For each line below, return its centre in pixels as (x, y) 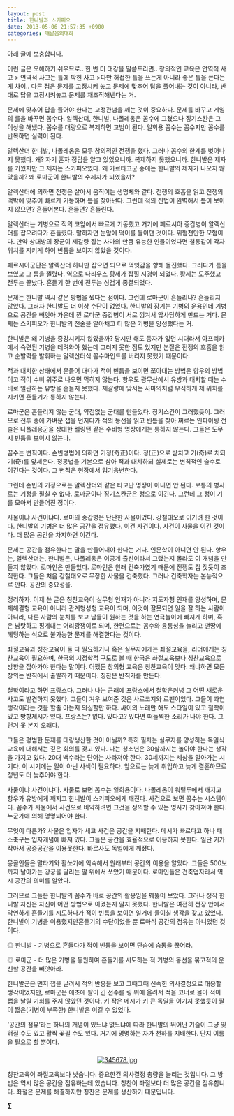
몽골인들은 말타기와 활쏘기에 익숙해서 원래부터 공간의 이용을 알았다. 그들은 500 (115, 863)
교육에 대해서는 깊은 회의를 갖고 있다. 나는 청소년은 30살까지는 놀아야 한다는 (111, 749)
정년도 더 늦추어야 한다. (39, 775)
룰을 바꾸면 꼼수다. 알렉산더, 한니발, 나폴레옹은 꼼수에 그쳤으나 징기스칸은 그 (118, 119)
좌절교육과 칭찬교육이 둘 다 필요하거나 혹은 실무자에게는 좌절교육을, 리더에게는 (114, 649)
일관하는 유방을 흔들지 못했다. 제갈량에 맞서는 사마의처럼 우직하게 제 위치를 (122, 388)
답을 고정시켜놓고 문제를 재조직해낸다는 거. (78, 95)
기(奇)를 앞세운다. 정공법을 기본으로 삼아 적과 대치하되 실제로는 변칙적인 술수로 (114, 462)
